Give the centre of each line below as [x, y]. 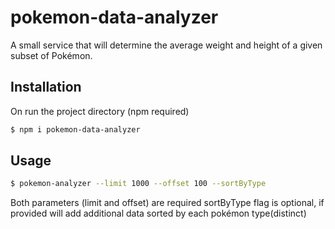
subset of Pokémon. [51, 55]
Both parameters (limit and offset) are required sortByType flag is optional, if [167, 203]
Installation [46, 87]
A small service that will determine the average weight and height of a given [166, 45]
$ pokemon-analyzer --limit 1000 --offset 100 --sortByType [138, 184]
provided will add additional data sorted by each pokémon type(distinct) [158, 213]
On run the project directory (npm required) [100, 111]
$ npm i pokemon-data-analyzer [75, 129]
